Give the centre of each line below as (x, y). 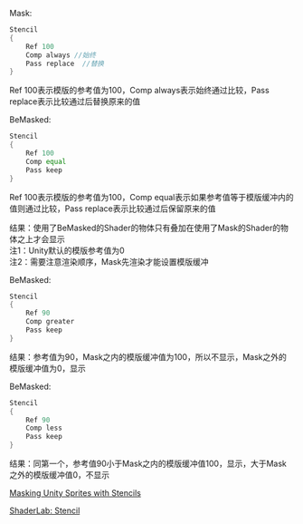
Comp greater (50, 322)
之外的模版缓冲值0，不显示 (60, 475)
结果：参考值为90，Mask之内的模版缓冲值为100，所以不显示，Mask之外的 (148, 356)
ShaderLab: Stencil (45, 510)
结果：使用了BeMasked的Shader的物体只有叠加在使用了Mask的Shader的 (145, 228)
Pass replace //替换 (65, 63)
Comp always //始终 (61, 55)
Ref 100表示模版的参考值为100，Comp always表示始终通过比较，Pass (139, 91)
